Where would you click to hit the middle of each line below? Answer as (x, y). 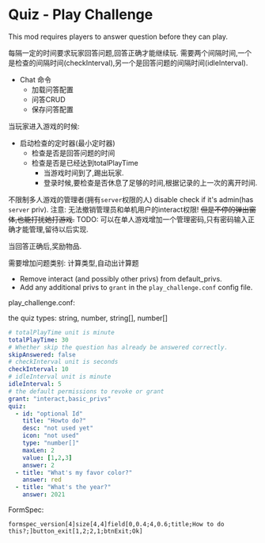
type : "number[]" (51, 443)
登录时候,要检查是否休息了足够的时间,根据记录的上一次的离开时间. (150, 182)
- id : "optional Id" (49, 414)
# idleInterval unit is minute (60, 377)
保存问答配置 (52, 109)
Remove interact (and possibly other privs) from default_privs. (121, 278)
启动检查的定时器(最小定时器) (68, 143)
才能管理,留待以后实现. (52, 229)
